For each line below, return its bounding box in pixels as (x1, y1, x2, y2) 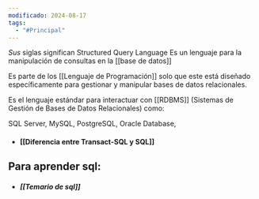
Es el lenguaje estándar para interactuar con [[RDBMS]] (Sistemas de (8, 96, 234, 105)
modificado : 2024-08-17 (8, 11, 87, 20)
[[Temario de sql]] (19, 182, 81, 191)
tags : (8, 19, 26, 27)
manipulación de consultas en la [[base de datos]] (8, 56, 172, 66)
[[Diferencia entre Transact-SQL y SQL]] (19, 137, 155, 146)
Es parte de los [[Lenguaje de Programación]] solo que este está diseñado (8, 72, 251, 81)
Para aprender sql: (8, 160, 101, 174)
